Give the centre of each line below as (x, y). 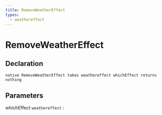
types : (12, 15)
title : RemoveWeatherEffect (35, 10)
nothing (14, 80)
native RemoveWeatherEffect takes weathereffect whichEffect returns (81, 75)
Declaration (24, 64)
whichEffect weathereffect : (35, 108)
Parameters (24, 95)
